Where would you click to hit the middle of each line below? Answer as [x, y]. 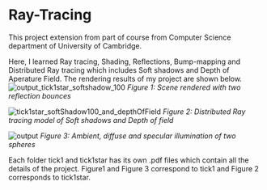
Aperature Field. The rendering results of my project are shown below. [125, 78]
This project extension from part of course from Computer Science [120, 37]
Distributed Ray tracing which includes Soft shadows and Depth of [119, 70]
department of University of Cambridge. [75, 45]
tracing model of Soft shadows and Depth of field [91, 120]
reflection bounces [40, 95]
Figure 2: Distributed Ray [204, 112]
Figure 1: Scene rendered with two [184, 87]
